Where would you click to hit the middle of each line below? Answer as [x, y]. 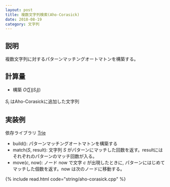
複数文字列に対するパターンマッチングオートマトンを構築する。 [72, 59]
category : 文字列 [22, 24]
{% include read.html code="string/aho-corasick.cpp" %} [65, 179]
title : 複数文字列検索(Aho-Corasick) [42, 15]
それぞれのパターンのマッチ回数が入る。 [55, 156]
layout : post [19, 10]
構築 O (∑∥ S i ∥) [27, 90]
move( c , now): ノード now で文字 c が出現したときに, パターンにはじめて [89, 163]
